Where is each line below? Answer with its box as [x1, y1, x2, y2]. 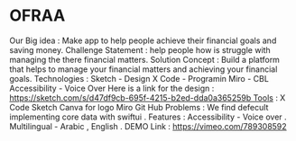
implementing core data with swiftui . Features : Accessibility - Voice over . [9, 111, 287, 122]
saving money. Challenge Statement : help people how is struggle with [9, 44, 271, 55]
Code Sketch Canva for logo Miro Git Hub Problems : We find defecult [9, 101, 269, 112]
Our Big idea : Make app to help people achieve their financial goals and [9, 35, 277, 46]
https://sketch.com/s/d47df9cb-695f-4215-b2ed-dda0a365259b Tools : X [9, 92, 286, 103]
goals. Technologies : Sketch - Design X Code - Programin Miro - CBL [9, 73, 269, 84]
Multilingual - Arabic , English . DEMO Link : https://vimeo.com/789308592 [9, 120, 287, 131]
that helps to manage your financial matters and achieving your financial [9, 64, 278, 75]
